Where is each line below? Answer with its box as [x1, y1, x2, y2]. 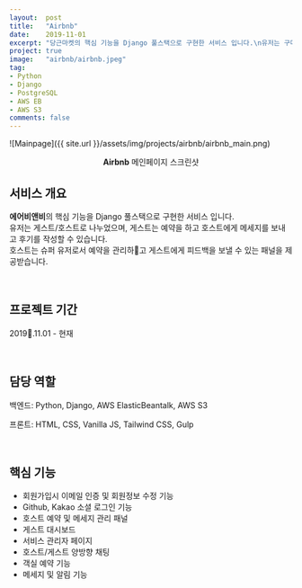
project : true [9, 47, 63, 56]
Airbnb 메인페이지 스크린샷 [102, 156, 200, 167]
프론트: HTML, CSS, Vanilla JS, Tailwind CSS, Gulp [9, 419, 194, 430]
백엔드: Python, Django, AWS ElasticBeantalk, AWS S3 [9, 399, 209, 410]
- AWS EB [9, 96, 42, 106]
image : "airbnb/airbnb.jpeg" [9, 55, 127, 64]
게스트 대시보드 [22, 524, 76, 535]
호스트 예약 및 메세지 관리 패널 [22, 513, 129, 524]
